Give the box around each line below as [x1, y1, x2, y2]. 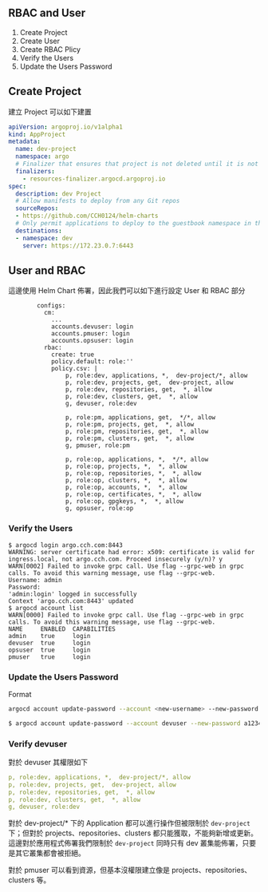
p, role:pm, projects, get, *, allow [65, 421, 195, 429]
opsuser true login [8, 646, 91, 654]
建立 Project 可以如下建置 [8, 107, 92, 117]
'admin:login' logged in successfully [8, 590, 137, 598]
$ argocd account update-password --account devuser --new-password [8, 719, 241, 727]
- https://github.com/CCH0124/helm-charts [15, 212, 159, 220]
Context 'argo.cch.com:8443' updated [8, 597, 134, 605]
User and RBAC [8, 264, 86, 277]
